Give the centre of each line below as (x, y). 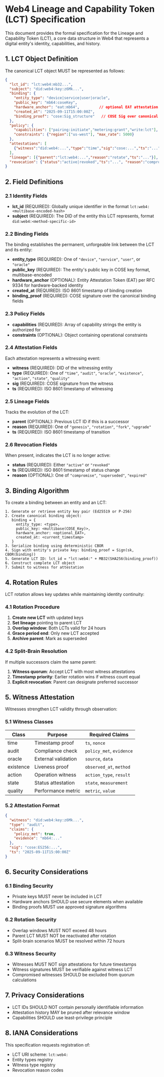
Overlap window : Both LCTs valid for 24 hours (59, 628)
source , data (99, 758)
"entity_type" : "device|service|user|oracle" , (62, 98)
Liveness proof (51, 767)
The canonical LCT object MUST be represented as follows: (65, 71)
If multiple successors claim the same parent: (51, 662)
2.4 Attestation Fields (31, 348)
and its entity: (19, 250)
